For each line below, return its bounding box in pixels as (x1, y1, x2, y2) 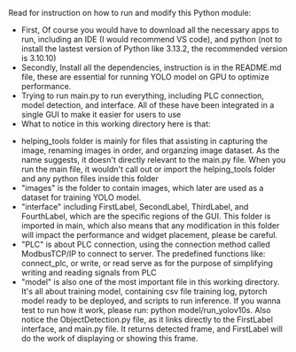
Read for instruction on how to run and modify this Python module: (8, 8, 252, 18)
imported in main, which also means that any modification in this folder (20, 220, 280, 231)
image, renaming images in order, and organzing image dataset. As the (20, 145, 280, 156)
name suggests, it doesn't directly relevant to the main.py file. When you (20, 155, 286, 165)
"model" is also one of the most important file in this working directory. (20, 277, 280, 287)
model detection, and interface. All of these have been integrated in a (20, 100, 275, 110)
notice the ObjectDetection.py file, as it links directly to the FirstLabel (20, 314, 274, 325)
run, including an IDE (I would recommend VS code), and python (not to (20, 34, 283, 44)
